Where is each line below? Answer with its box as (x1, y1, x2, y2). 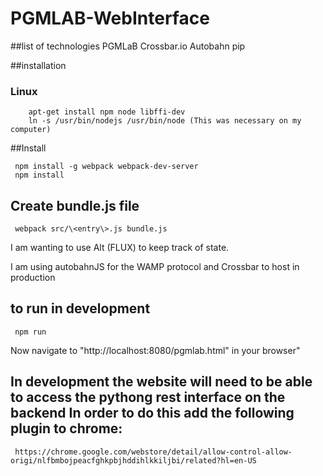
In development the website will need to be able (10, 373, 313, 391)
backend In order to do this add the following (10, 405, 295, 422)
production (10, 272, 56, 284)
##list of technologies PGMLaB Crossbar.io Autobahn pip (10, 40, 246, 52)
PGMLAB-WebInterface (10, 7, 210, 30)
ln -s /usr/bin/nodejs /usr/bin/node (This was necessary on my (28, 116, 302, 126)
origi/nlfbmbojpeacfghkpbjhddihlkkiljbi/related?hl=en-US (10, 455, 257, 466)
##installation (10, 59, 67, 71)
